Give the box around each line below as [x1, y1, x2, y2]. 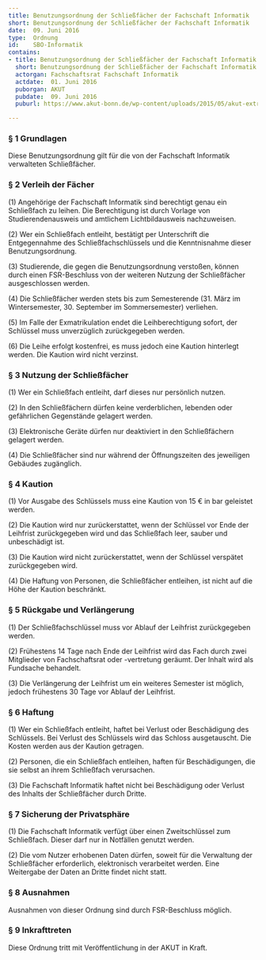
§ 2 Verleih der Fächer [8, 179, 95, 190]
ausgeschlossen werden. [8, 278, 90, 288]
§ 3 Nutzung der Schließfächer [8, 369, 129, 380]
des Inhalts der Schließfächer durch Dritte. [8, 789, 147, 798]
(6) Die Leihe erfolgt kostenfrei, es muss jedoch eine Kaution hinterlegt [8, 341, 239, 351]
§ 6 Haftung [8, 707, 54, 718]
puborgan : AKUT [15, 85, 66, 93]
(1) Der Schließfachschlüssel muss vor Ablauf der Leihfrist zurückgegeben [8, 623, 251, 632]
